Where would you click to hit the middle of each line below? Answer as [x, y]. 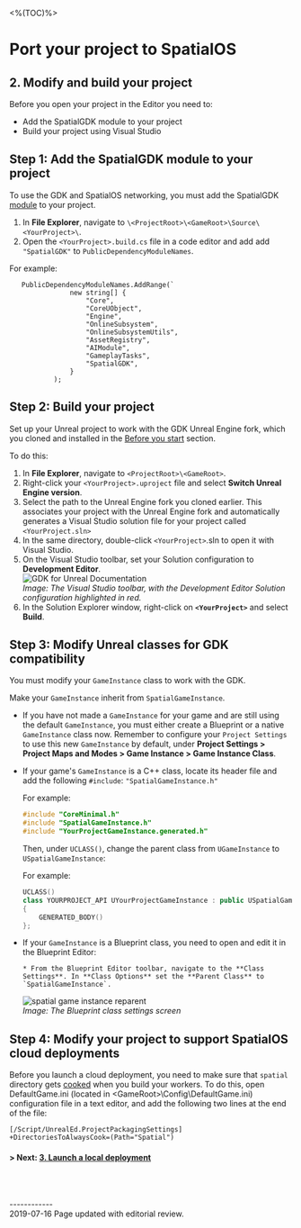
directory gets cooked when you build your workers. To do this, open [137, 1085]
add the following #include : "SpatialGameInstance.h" [120, 781]
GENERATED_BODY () [71, 917]
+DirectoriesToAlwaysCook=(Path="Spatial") [92, 1138]
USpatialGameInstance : [64, 858]
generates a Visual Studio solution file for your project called [134, 520]
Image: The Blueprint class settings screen [102, 1011]
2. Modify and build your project [101, 82]
